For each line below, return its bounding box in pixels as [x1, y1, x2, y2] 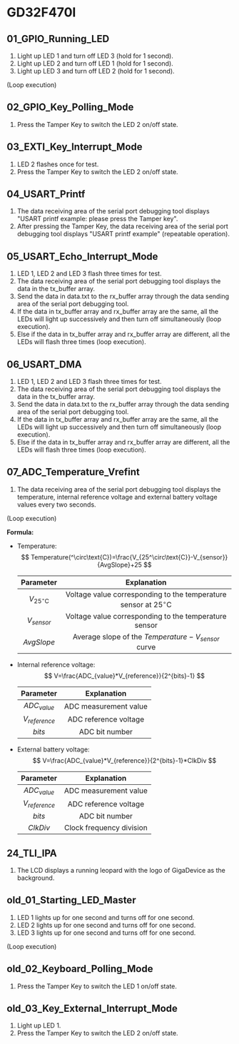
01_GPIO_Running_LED [6, 33, 110, 45]
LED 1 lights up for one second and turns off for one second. [16, 913, 195, 921]
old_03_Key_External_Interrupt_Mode [6, 1002, 178, 1014]
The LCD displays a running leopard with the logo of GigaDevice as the [16, 866, 225, 874]
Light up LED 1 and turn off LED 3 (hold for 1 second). [16, 51, 174, 60]
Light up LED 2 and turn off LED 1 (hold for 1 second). [16, 59, 174, 68]
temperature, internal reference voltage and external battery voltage [16, 492, 218, 501]
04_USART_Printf [6, 188, 86, 201]
